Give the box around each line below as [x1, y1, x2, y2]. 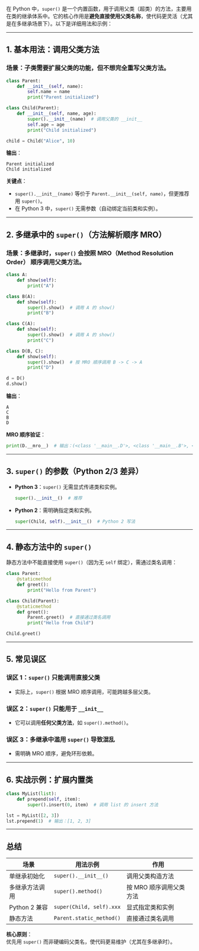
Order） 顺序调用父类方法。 [6, 258, 86, 266]
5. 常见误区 [6, 654, 46, 664]
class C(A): [6, 321, 36, 327]
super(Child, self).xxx [53, 903, 121, 911]
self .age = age [27, 121, 65, 128]
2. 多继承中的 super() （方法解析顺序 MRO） [6, 229, 167, 239]
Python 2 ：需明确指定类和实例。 [14, 507, 95, 514]
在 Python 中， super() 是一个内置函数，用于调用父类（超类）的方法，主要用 [6, 5, 192, 12]
